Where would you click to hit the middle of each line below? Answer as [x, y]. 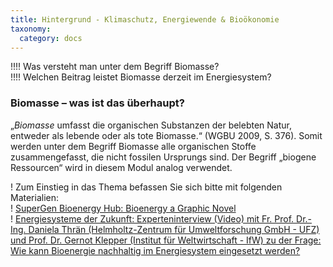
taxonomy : [31, 29]
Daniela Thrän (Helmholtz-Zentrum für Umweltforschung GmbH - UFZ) [174, 229]
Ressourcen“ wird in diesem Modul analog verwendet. [121, 167]
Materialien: [35, 197]
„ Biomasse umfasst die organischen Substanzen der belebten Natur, [151, 125]
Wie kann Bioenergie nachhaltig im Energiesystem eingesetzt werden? [155, 250]
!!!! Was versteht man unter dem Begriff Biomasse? [115, 67]
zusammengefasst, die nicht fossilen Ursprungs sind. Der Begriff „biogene [163, 157]
